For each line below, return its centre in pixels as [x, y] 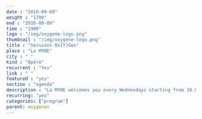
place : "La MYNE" [29, 51]
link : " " [20, 73]
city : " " [20, 56]
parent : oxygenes [28, 107]
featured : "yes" [28, 79]
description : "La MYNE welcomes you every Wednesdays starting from [95, 90]
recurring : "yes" [28, 96]
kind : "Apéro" [25, 62]
